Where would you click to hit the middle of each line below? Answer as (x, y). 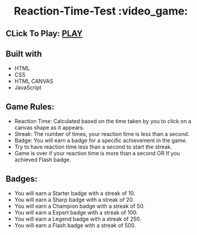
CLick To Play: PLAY (44, 34)
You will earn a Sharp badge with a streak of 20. (74, 200)
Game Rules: (30, 107)
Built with (24, 53)
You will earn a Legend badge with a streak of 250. (78, 219)
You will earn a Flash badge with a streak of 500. (75, 225)
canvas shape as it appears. (50, 127)
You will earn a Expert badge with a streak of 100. (76, 213)
